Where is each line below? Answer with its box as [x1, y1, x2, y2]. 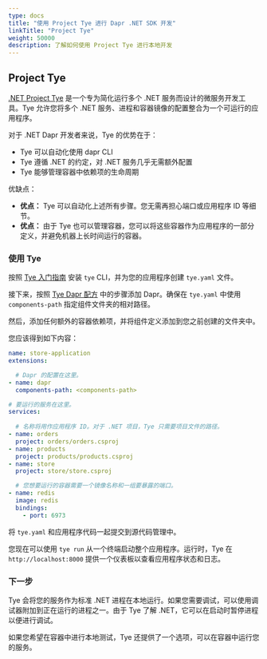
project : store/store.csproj [15, 467, 112, 475]
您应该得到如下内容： [8, 333, 78, 343]
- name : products [8, 445, 66, 453]
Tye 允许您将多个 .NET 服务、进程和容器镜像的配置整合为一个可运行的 [22, 103, 252, 113]
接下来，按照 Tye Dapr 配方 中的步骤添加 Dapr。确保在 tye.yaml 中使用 [8, 289, 241, 300]
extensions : [8, 357, 48, 365]
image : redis [15, 497, 59, 505]
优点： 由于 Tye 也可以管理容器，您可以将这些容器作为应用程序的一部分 [19, 220, 255, 230]
